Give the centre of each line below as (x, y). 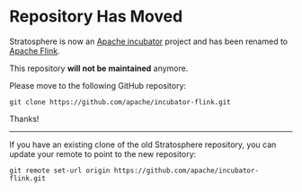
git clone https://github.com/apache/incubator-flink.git (120, 102)
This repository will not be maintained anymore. (99, 68)
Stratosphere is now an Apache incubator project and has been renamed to (149, 41)
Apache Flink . (35, 50)
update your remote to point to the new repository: (103, 153)
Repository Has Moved (96, 17)
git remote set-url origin (60, 170)
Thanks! (24, 118)
